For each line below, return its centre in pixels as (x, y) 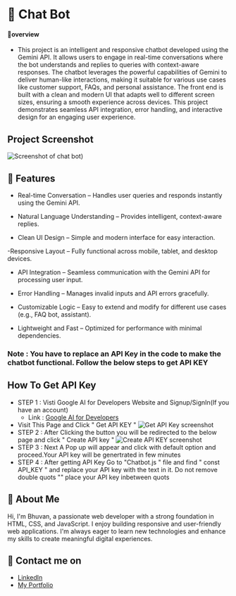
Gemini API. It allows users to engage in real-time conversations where (120, 57)
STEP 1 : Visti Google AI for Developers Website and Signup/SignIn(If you (123, 402)
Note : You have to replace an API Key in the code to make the (114, 353)
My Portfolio (35, 585)
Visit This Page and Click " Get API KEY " (77, 424)
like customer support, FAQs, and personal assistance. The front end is (120, 87)
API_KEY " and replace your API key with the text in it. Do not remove (118, 469)
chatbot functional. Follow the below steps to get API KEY (108, 362)
